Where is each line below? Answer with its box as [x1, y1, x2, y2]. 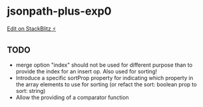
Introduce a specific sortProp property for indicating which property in [15, 74, 193, 81]
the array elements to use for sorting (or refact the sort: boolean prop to [15, 81, 197, 88]
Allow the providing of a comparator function [15, 94, 129, 101]
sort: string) [15, 87, 46, 94]
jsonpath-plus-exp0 [7, 4, 112, 18]
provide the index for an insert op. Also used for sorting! [15, 67, 158, 75]
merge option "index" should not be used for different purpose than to [15, 61, 193, 68]
